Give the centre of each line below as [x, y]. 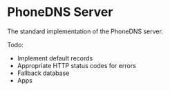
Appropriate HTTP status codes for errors [76, 65]
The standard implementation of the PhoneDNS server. [85, 31]
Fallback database [43, 73]
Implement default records [55, 58]
